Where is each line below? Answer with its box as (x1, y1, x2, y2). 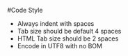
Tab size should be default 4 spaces (17, 27, 122, 35)
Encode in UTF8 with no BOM (17, 42, 103, 50)
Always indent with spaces (17, 20, 95, 27)
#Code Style (7, 6, 43, 14)
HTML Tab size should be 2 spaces (17, 34, 119, 43)
